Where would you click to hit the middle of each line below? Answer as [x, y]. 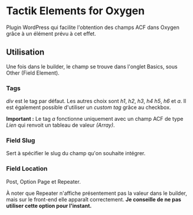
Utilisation [25, 52]
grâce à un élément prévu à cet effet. [51, 33]
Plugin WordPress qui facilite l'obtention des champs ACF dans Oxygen [93, 27]
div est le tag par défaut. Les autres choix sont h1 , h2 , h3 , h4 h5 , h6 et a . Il [96, 101]
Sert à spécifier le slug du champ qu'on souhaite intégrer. [76, 153]
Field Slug [21, 140]
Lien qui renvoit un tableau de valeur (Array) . [60, 125]
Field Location [27, 169]
